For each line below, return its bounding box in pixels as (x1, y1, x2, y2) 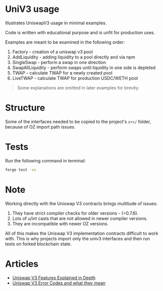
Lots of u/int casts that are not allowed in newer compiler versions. (12, 215, 148, 221)
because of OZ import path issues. (5, 124, 76, 130)
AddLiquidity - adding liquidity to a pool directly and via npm (12, 54, 136, 60)
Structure (5, 102, 45, 114)
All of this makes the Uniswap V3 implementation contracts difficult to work (5, 230, 159, 236)
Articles (5, 258, 39, 269)
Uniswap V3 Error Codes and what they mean (12, 280, 106, 286)
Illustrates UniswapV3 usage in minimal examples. (5, 20, 107, 26)
